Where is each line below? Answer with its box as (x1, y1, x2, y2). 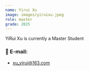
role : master (5, 17, 33, 22)
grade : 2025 (5, 21, 30, 27)
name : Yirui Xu (5, 7, 37, 13)
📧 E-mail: (5, 48, 28, 55)
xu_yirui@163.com (12, 59, 50, 66)
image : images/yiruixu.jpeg (5, 12, 64, 17)
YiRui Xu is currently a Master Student (5, 35, 84, 42)
